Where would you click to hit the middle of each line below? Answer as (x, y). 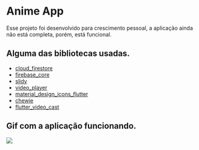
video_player (31, 87)
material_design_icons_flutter (52, 94)
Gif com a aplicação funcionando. (71, 126)
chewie (24, 100)
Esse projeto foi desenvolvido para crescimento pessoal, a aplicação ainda (99, 28)
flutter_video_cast (37, 107)
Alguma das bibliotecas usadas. (68, 54)
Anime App (35, 11)
